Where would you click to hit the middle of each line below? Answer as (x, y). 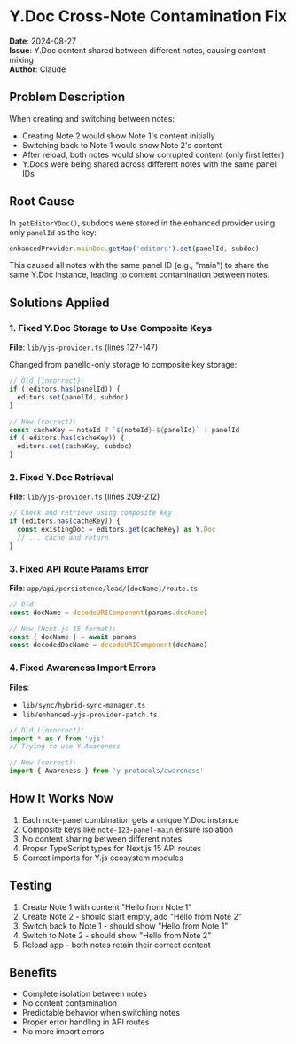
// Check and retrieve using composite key (91, 513)
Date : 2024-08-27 (43, 41)
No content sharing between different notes (102, 838)
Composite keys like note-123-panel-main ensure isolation (127, 829)
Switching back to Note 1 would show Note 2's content (122, 145)
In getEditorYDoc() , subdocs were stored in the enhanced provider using (142, 223)
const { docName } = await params (73, 637)
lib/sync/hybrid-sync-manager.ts (84, 705)
